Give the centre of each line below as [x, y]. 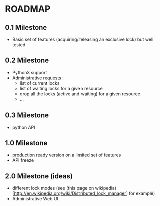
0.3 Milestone [27, 115]
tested [19, 45]
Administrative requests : [38, 78]
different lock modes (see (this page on [53, 188]
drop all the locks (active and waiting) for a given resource [80, 94]
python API [23, 127]
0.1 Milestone [26, 27]
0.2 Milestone [27, 61]
